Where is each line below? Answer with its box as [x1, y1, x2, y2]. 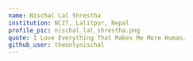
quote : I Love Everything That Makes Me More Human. [8, 33, 187, 42]
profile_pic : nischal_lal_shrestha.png [8, 26, 141, 34]
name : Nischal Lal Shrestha [8, 11, 102, 20]
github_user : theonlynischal [8, 41, 105, 49]
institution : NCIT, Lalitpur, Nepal [8, 19, 129, 27]
